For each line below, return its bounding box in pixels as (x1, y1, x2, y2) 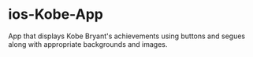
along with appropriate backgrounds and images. (8, 39, 168, 48)
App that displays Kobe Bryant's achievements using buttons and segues (8, 31, 246, 41)
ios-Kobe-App (8, 5, 104, 23)
